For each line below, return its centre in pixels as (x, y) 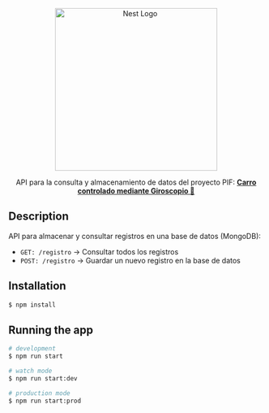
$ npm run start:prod (45, 401)
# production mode (39, 393)
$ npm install (32, 305)
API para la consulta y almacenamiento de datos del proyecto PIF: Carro (136, 182)
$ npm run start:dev (43, 378)
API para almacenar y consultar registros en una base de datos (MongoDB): (135, 236)
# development (32, 349)
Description (38, 217)
